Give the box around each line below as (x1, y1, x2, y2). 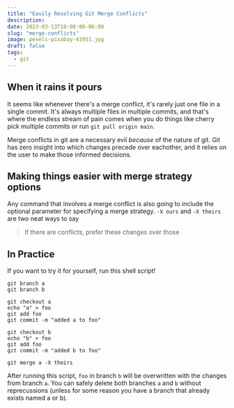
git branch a (7, 280, 45, 288)
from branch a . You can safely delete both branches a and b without (7, 379, 202, 387)
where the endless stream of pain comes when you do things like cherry (7, 114, 214, 123)
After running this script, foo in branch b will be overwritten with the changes (7, 372, 227, 380)
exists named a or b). (7, 394, 68, 402)
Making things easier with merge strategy (7, 170, 193, 182)
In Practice (7, 248, 55, 260)
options (7, 181, 42, 193)
